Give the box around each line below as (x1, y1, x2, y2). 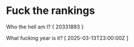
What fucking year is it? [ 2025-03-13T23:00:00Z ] (6, 34, 129, 41)
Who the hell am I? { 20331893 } (6, 23, 84, 30)
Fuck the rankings (6, 4, 95, 17)
